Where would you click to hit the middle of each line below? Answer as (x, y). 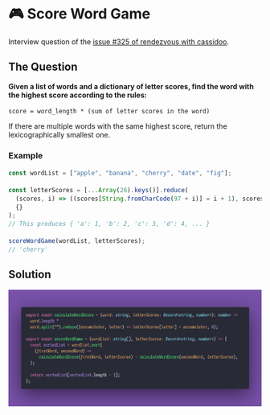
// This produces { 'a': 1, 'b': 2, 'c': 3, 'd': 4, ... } (109, 224)
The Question (43, 67)
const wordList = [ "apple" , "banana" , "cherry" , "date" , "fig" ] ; (120, 173)
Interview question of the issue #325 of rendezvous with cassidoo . (119, 41)
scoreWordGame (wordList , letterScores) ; (77, 241)
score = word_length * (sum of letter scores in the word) (109, 111)
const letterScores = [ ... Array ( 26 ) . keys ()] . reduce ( (98, 190)
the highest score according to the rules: (78, 95)
